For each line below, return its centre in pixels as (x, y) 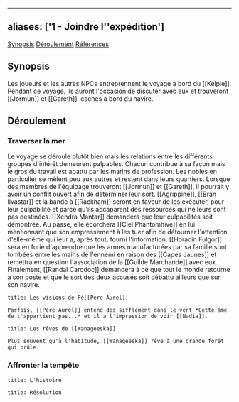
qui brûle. (23, 348)
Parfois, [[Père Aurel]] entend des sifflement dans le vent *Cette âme (117, 310)
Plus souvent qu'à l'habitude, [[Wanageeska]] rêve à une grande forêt (116, 342)
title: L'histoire (34, 380)
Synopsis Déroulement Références (58, 44)
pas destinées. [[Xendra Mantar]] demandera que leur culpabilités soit (110, 217)
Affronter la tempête (43, 365)
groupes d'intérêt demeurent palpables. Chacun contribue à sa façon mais (116, 164)
